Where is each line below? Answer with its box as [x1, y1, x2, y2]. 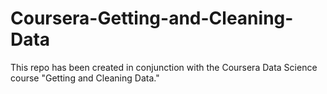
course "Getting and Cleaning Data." [10, 72, 160, 84]
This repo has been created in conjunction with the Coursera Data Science [10, 61, 318, 73]
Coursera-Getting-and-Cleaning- [10, 7, 294, 30]
